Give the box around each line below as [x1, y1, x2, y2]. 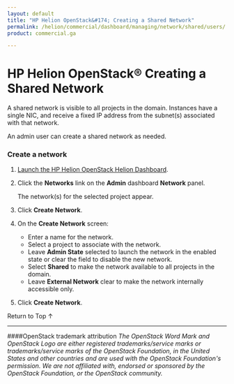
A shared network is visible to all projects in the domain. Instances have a [7, 104, 218, 112]
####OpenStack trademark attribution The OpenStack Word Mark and [7, 332, 210, 341]
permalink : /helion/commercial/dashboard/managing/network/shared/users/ [7, 23, 226, 30]
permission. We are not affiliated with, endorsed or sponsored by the [7, 362, 205, 370]
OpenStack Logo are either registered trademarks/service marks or [7, 339, 201, 348]
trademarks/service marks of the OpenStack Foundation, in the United [7, 347, 210, 355]
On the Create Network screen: [17, 219, 109, 228]
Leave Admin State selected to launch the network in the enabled [27, 248, 217, 256]
